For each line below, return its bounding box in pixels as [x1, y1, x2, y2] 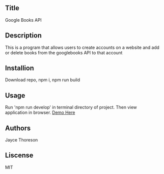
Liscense [5, 151, 33, 160]
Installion [5, 64, 34, 72]
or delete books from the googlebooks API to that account [5, 49, 123, 56]
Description [5, 32, 42, 40]
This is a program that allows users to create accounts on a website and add [5, 44, 160, 50]
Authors [5, 124, 31, 132]
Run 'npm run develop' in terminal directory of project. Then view [5, 104, 137, 110]
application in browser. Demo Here [5, 109, 75, 115]
